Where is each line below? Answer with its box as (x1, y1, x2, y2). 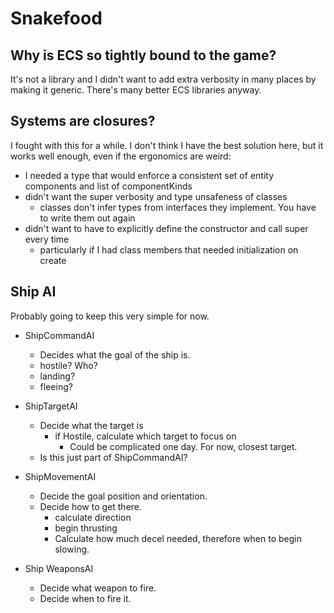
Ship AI (10, 283, 57, 301)
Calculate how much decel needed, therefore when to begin (54, 532, 302, 544)
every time (24, 233, 70, 245)
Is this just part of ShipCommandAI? (39, 451, 188, 463)
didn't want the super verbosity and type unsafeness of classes (24, 190, 288, 202)
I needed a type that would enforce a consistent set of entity (24, 169, 275, 181)
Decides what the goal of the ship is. (39, 348, 191, 361)
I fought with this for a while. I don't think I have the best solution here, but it (10, 139, 324, 151)
